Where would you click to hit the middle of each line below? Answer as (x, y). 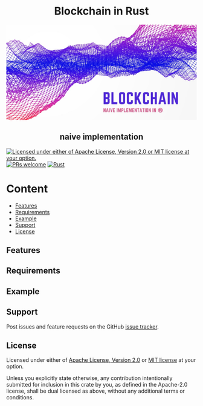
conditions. (20, 398)
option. (15, 367)
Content (27, 188)
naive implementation (101, 137)
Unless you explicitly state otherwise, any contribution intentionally (89, 378)
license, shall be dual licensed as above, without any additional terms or (96, 391)
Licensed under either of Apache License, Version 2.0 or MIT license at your (101, 360)
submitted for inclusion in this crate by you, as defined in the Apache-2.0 (97, 385)
